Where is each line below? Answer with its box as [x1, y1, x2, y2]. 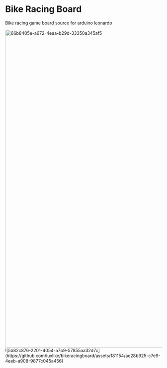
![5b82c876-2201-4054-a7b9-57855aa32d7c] [5, 347, 100, 353]
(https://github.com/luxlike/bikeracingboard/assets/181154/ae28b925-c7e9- [5, 353, 161, 359]
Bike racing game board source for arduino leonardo [5, 20, 113, 26]
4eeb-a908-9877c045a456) [5, 358, 64, 364]
